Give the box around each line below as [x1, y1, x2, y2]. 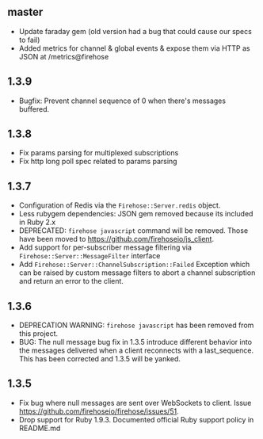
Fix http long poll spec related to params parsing [18, 157, 177, 166]
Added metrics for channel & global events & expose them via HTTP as [18, 43, 250, 53]
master [7, 6, 44, 19]
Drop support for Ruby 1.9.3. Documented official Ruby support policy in [18, 414, 254, 424]
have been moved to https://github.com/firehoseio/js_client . [18, 235, 215, 244]
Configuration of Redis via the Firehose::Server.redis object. [18, 200, 221, 210]
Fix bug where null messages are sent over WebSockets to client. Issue [18, 398, 252, 407]
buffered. [18, 104, 50, 113]
